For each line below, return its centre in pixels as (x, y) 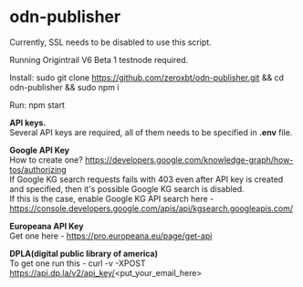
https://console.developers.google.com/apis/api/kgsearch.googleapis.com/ (151, 208)
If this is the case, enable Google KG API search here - (112, 198)
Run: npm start (37, 105)
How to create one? (47, 159)
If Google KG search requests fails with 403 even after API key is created (146, 179)
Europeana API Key (47, 226)
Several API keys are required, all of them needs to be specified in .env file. (151, 132)
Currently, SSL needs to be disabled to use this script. (110, 42)
